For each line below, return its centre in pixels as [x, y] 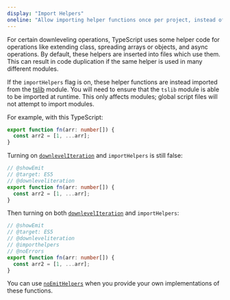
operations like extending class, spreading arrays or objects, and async [108, 47]
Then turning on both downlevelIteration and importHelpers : [93, 213]
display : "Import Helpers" [46, 13]
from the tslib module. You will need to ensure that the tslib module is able [113, 89]
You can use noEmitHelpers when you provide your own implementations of [113, 284]
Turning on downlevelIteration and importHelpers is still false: [95, 156]
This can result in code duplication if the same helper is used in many [105, 61]
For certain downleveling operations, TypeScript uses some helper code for [114, 39]
